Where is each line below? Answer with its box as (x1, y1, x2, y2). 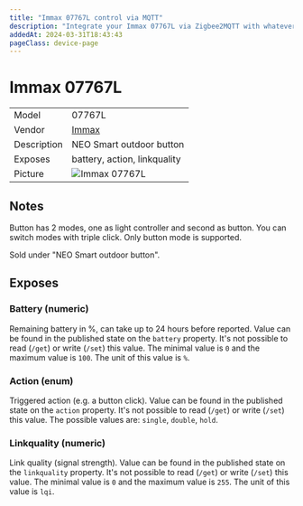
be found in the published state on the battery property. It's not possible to (9, 333, 289, 343)
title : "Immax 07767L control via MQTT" (9, 13, 164, 23)
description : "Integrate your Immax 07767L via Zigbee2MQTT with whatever (9, 22, 297, 31)
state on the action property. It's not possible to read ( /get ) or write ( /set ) (9, 404, 286, 416)
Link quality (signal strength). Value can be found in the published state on (9, 457, 286, 468)
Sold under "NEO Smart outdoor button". (9, 249, 161, 260)
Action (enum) (9, 374, 74, 387)
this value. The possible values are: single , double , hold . (9, 414, 219, 425)
